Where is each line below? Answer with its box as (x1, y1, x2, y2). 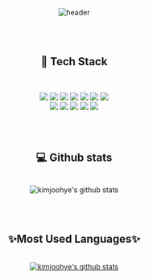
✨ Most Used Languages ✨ (7, 232, 141, 246)
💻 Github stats (35, 151, 113, 165)
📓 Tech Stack (40, 55, 108, 68)
